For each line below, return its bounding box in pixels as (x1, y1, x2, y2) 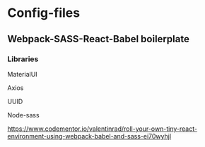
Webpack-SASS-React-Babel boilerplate (7, 33, 189, 45)
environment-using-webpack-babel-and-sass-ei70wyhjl (7, 132, 172, 140)
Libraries (7, 54, 39, 64)
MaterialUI (7, 70, 37, 78)
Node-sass (7, 110, 40, 119)
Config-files (7, 5, 80, 21)
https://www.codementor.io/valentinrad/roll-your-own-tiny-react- (7, 124, 198, 133)
